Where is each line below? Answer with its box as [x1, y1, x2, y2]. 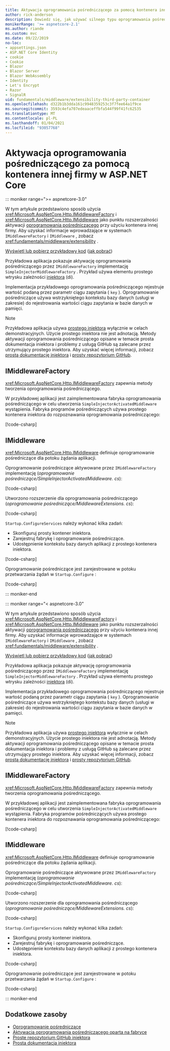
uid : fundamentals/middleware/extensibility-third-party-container [5, 97, 151, 102]
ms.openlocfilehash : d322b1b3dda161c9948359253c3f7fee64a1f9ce [5, 102, 142, 107]
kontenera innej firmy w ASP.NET [5, 168, 148, 180]
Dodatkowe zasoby [5, 1010, 67, 1019]
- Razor [5, 87, 22, 93]
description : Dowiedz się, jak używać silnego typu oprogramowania [5, 17, 151, 22]
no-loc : [5, 41, 22, 46]
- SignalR [5, 92, 26, 97]
